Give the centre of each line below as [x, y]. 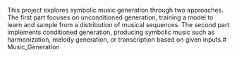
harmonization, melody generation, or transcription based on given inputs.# [117, 40]
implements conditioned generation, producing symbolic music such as [111, 32]
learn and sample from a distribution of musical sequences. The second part [119, 25]
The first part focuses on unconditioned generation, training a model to [110, 17]
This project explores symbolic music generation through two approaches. [115, 10]
